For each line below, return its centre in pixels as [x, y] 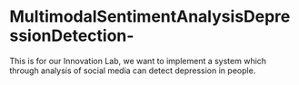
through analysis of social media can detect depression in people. [133, 71]
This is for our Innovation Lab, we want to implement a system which [138, 61]
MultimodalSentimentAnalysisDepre [150, 17]
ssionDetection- [72, 36]
